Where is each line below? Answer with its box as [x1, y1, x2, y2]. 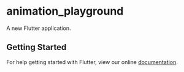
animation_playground [6, 4, 124, 18]
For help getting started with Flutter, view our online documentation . [6, 58, 178, 65]
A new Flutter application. [6, 24, 71, 32]
